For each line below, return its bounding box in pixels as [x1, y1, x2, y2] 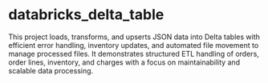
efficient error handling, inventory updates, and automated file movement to [8, 40, 259, 49]
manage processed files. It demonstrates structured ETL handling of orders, [8, 49, 259, 58]
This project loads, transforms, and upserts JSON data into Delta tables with [8, 32, 261, 41]
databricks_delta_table [8, 6, 164, 24]
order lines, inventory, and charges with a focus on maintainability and [8, 57, 241, 67]
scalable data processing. [8, 65, 94, 75]
